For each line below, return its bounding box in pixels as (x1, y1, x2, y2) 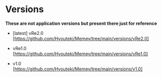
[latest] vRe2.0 (12, 30, 44, 36)
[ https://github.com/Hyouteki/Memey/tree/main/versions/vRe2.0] (12, 35, 149, 42)
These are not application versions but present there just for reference (5, 20, 157, 26)
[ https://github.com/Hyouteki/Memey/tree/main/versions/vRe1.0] (12, 51, 148, 57)
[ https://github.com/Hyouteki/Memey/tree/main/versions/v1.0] (12, 66, 143, 72)
